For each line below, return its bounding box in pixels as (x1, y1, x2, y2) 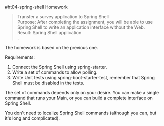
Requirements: (5, 54, 35, 60)
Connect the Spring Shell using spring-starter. (12, 64, 107, 70)
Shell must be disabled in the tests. (12, 80, 85, 86)
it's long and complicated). (5, 115, 60, 121)
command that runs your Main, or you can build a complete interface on (5, 95, 153, 101)
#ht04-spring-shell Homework (5, 4, 68, 10)
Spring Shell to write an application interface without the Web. (17, 24, 145, 30)
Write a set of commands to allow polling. (12, 69, 98, 75)
